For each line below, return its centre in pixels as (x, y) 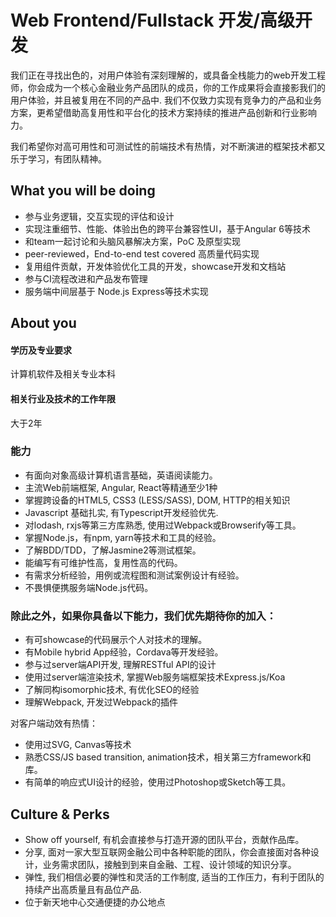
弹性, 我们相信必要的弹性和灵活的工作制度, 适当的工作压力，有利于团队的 (174, 877)
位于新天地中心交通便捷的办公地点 (95, 902)
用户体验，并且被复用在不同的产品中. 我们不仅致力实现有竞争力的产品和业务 (166, 100)
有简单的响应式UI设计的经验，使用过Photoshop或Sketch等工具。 (158, 782)
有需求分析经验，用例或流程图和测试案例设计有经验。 (134, 575)
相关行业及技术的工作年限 (63, 398)
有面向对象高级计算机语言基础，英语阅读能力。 (121, 475)
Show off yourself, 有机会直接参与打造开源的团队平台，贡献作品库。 (164, 839)
